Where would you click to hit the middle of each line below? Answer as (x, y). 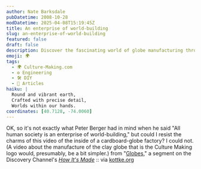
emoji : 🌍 (18, 56)
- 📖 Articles (28, 84)
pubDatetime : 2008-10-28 (37, 17)
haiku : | (17, 89)
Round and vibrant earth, (44, 95)
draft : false (22, 45)
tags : (13, 61)
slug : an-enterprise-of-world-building (56, 34)
